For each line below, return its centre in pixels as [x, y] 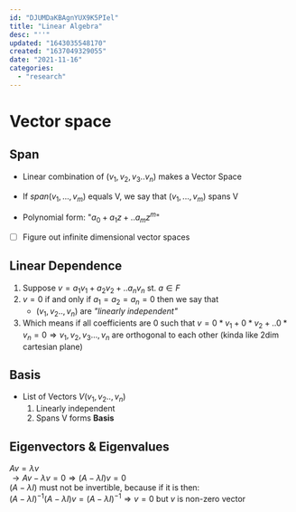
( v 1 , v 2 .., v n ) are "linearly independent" [107, 313]
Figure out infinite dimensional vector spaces [106, 237]
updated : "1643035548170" [58, 43]
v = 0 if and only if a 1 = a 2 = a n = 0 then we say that [120, 301]
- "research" [42, 77]
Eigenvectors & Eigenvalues [89, 446]
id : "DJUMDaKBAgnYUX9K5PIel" [64, 18]
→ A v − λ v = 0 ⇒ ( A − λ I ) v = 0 [69, 478]
